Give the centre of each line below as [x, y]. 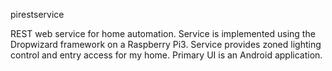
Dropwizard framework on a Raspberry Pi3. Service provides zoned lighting [166, 44]
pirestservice [37, 14]
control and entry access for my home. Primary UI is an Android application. [166, 55]
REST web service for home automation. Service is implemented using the [163, 33]
